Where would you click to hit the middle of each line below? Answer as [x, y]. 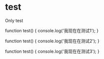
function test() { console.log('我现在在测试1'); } [52, 30]
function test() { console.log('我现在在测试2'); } [52, 41]
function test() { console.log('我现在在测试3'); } [52, 51]
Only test [14, 20]
